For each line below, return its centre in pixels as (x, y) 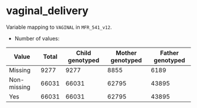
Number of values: (37, 38)
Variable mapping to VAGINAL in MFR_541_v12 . (59, 27)
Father (169, 53)
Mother (126, 53)
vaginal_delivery (47, 11)
